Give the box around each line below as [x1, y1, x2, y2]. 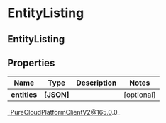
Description [76, 78, 117, 88]
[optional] [123, 90, 156, 100]
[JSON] [43, 90, 70, 100]
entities [11, 90, 38, 100]
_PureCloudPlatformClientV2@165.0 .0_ [7, 108, 121, 117]
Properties [7, 57, 55, 69]
